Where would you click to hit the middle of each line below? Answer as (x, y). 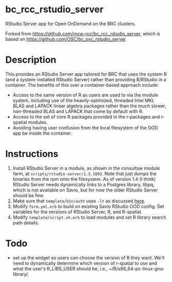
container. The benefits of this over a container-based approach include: (82, 85)
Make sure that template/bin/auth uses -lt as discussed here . (79, 201)
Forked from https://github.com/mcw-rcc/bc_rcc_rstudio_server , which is (83, 33)
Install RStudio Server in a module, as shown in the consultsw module (86, 168)
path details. (26, 222)
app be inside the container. (42, 133)
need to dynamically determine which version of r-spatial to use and (85, 263)
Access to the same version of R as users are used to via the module (85, 95)
